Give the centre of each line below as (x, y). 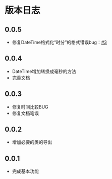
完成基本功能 (25, 171)
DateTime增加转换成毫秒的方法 (44, 71)
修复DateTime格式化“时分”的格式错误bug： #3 (59, 42)
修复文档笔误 (25, 113)
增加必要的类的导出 (32, 142)
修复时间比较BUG (30, 106)
